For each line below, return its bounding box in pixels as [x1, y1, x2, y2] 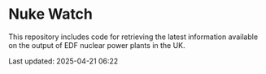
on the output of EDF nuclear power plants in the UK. [8, 40, 185, 50]
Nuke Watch [8, 5, 94, 24]
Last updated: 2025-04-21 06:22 [8, 56, 119, 66]
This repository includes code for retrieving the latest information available [8, 32, 259, 41]
